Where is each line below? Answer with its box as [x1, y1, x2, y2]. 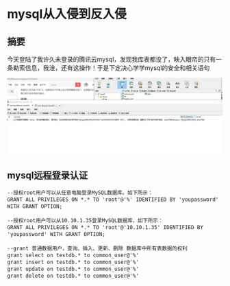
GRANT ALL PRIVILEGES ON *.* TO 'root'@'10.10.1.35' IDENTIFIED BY [7, 224, 204, 230]
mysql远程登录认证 [7, 169, 88, 181]
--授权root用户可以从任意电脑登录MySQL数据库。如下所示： [7, 189, 153, 196]
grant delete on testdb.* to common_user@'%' [7, 272, 139, 279]
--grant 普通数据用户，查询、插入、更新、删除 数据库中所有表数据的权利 [7, 245, 188, 252]
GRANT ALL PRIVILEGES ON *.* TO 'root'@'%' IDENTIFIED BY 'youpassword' [7, 196, 219, 203]
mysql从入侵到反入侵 [7, 6, 127, 22]
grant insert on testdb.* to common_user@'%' [7, 259, 139, 265]
